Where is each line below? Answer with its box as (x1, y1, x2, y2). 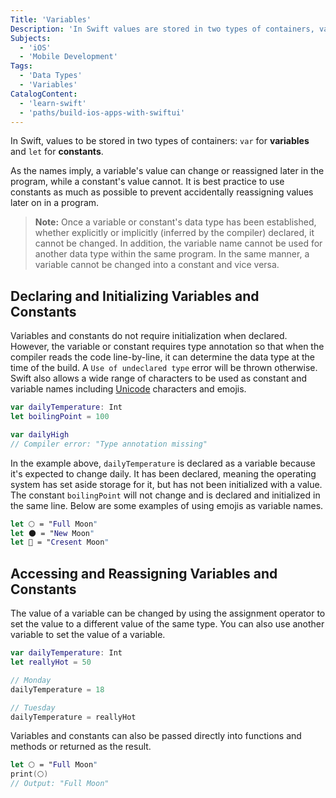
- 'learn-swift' (19, 98, 87, 108)
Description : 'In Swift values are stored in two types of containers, (10, 24, 315, 34)
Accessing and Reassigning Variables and (10, 565, 278, 582)
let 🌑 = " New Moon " (10, 528, 95, 538)
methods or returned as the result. (10, 741, 152, 753)
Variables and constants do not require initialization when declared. (10, 330, 288, 342)
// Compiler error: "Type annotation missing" (10, 439, 208, 449)
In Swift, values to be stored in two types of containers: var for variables (10, 135, 310, 147)
